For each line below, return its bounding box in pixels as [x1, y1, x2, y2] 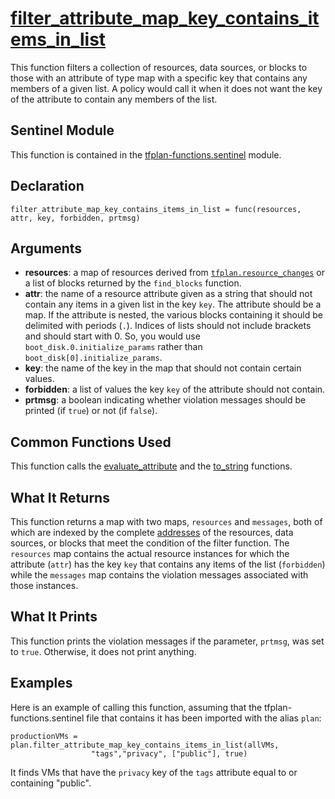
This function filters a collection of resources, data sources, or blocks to [10, 61, 308, 73]
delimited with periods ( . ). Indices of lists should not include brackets [24, 320, 312, 332]
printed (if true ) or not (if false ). [24, 405, 158, 417]
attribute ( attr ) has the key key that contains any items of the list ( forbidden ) [10, 558, 326, 570]
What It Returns [10, 489, 110, 506]
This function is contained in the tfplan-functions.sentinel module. [10, 148, 282, 161]
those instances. [10, 580, 79, 591]
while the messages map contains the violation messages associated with [10, 569, 309, 581]
